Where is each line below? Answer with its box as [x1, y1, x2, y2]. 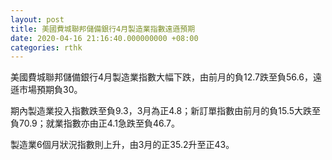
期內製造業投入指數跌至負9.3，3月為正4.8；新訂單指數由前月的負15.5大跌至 [10, 105, 321, 117]
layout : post [10, 14, 65, 25]
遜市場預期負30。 [10, 84, 83, 96]
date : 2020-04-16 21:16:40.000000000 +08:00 [10, 33, 199, 43]
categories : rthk [10, 42, 83, 53]
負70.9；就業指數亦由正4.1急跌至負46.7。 [10, 117, 180, 130]
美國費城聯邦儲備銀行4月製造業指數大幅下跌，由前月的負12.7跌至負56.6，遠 [10, 71, 322, 83]
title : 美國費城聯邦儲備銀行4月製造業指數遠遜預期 [10, 24, 196, 34]
